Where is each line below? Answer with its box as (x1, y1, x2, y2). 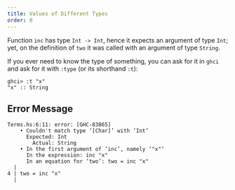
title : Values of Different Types (7, 10, 109, 17)
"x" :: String (7, 84, 49, 91)
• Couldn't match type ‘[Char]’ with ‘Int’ (20, 127, 149, 135)
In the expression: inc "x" (25, 152, 109, 159)
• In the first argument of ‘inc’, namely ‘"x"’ (20, 146, 165, 153)
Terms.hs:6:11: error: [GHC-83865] (7, 122, 112, 129)
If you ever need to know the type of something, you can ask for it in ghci (7, 57, 220, 65)
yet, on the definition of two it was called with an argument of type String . (7, 43, 220, 52)
